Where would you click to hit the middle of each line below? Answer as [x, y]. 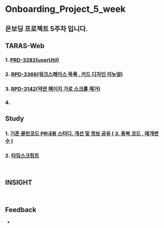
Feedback [21, 210]
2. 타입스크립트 [22, 155]
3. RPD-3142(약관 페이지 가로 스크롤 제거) [53, 89]
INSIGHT [19, 182]
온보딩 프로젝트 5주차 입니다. [47, 29]
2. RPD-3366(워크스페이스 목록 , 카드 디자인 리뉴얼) [64, 74]
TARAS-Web [25, 46]
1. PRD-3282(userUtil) [32, 60]
